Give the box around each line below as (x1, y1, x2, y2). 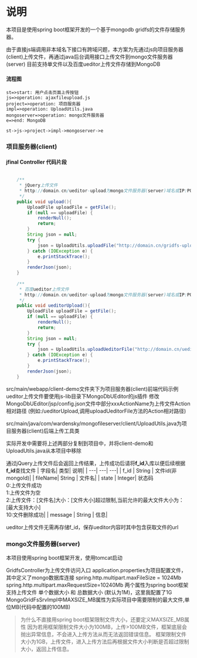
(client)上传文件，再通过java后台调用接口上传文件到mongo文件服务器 (6, 53, 173, 60)
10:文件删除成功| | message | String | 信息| (6, 511, 108, 518)
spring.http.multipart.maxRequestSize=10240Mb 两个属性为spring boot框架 (6, 581, 189, 589)
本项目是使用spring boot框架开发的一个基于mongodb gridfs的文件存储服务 (6, 26, 186, 33)
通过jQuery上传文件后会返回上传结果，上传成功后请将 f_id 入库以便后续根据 (6, 460, 186, 467)
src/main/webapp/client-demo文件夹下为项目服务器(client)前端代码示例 (6, 385, 179, 392)
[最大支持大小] (6, 504, 41, 511)
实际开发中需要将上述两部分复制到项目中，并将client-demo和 (6, 440, 154, 447)
